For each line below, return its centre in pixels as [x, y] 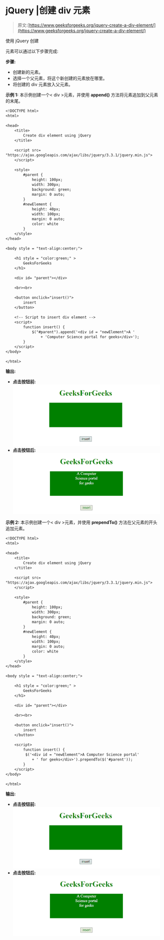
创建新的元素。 [28, 72]
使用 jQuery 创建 [22, 41]
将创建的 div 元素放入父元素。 [43, 84]
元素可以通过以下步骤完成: [32, 51]
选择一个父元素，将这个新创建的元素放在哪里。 [60, 78]
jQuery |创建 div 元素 [48, 11]
